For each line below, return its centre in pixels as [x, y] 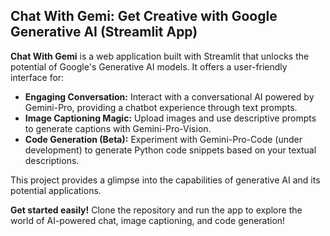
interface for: [37, 77]
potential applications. [56, 190]
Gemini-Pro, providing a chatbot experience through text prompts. [161, 107]
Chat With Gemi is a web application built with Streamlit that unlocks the [160, 56]
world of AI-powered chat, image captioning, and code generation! [148, 220]
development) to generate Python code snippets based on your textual [170, 150]
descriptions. [52, 160]
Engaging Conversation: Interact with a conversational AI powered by [169, 96]
